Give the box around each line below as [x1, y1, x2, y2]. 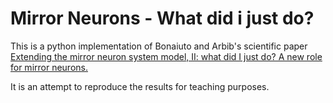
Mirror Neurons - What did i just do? [10, 7, 315, 30]
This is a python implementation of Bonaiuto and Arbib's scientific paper [10, 40, 308, 52]
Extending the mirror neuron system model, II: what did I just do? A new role [10, 50, 323, 62]
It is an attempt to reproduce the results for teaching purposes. [10, 80, 270, 92]
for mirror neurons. [10, 61, 88, 73]
